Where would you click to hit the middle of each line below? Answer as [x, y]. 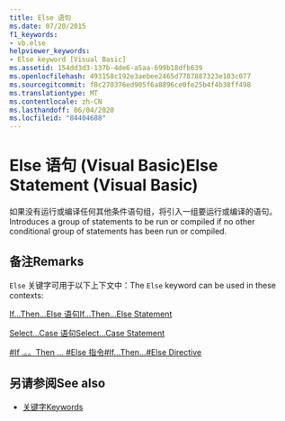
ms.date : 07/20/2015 [48, 26]
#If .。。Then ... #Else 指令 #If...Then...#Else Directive [106, 352]
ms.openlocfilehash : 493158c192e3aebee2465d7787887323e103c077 [130, 77]
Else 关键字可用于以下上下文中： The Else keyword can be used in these [143, 285]
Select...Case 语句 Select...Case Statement [87, 333]
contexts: [27, 295]
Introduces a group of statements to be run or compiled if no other [132, 222]
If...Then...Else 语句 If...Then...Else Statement [91, 314]
